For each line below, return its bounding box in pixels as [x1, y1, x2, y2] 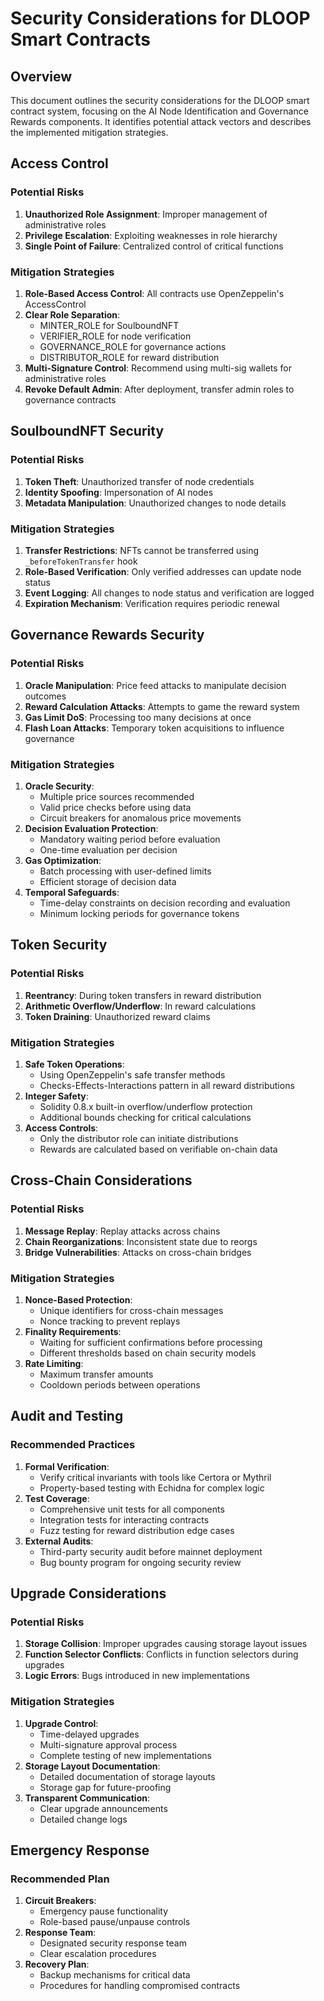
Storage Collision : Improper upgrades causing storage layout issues [24, 1638, 308, 1650]
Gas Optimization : [24, 854, 102, 866]
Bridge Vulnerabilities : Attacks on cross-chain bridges [24, 1246, 252, 1258]
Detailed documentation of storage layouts [39, 1770, 216, 1782]
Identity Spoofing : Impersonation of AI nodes [24, 486, 214, 498]
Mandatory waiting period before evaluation [39, 833, 221, 845]
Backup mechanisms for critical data [39, 1969, 191, 1981]
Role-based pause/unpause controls [39, 1916, 191, 1928]
